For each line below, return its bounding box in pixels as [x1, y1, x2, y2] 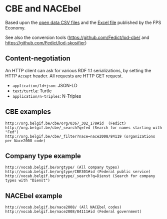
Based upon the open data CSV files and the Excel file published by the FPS [5, 19, 161, 25]
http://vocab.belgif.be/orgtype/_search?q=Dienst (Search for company [5, 174, 155, 179]
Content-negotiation [5, 54, 71, 63]
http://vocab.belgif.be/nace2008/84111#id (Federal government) [5, 209, 142, 215]
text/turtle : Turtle [12, 88, 52, 94]
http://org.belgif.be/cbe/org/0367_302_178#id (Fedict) [5, 121, 126, 126]
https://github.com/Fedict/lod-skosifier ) [5, 39, 87, 45]
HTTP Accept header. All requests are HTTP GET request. [5, 73, 123, 79]
